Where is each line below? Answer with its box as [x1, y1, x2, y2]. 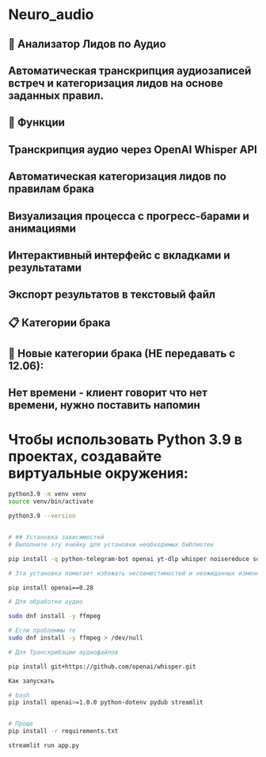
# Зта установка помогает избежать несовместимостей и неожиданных [8, 569, 236, 577]
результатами [8, 260, 82, 275]
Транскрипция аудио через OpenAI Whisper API [8, 143, 257, 156]
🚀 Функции [8, 116, 66, 129]
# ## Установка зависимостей [8, 533, 104, 541]
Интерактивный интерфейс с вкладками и [8, 248, 231, 262]
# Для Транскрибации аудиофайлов [8, 648, 119, 656]
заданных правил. [8, 89, 104, 102]
